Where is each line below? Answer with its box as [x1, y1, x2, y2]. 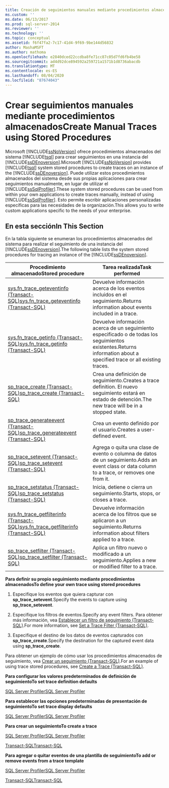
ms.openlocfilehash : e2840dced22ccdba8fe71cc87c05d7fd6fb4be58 [5, 54, 141, 60]
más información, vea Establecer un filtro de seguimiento [12, 617, 131, 623]
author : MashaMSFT [5, 45, 44, 50]
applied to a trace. [93, 536, 136, 543]
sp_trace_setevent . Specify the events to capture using [12, 596, 127, 602]
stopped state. [93, 408, 127, 415]
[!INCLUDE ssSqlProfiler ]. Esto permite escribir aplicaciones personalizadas [5, 196, 161, 202]
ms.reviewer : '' [5, 26, 39, 31]
